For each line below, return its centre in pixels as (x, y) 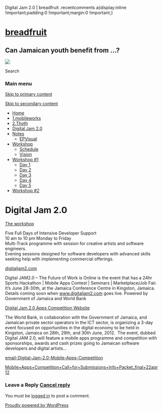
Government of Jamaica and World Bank (46, 299)
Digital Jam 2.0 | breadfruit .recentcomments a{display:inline (66, 8)
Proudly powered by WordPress (37, 405)
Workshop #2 (26, 191)
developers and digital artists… (36, 348)
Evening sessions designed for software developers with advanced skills (78, 254)
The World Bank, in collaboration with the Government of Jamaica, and (76, 317)
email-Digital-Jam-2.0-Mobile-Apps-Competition (54, 358)
